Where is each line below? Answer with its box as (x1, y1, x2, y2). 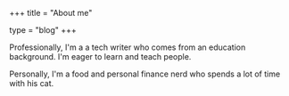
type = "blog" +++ (9, 25, 78, 35)
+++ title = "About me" (9, 8, 93, 18)
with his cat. (9, 78, 54, 88)
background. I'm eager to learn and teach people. (9, 52, 192, 61)
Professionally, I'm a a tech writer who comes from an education (9, 42, 246, 52)
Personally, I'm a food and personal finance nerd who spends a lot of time (9, 68, 281, 79)
